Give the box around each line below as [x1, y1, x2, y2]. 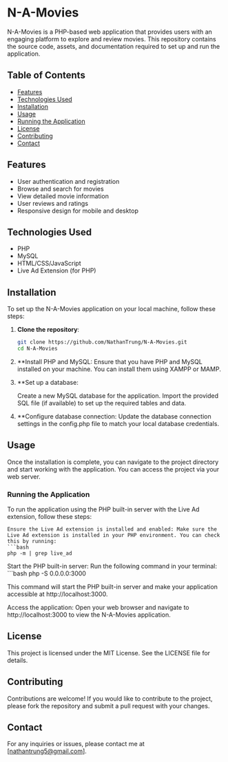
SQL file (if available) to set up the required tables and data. [17, 399, 187, 407]
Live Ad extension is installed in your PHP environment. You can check [7, 532, 220, 539]
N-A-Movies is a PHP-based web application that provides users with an [7, 28, 212, 36]
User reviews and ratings [17, 199, 88, 207]
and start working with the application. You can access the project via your [7, 465, 220, 473]
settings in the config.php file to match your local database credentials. [17, 419, 219, 427]
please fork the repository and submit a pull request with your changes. [7, 701, 210, 710]
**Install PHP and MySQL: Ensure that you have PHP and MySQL [17, 357, 203, 366]
